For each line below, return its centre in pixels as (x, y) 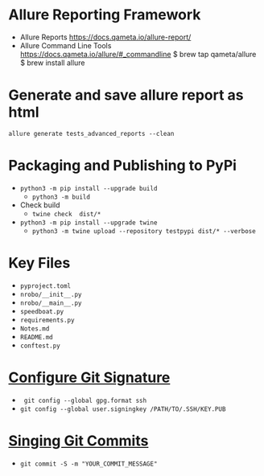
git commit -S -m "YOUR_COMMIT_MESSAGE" (89, 464)
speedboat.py (42, 311)
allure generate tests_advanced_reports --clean (91, 133)
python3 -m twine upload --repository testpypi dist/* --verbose (144, 231)
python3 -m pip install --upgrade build (89, 188)
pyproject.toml (45, 286)
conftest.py (40, 346)
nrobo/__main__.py (51, 303)
